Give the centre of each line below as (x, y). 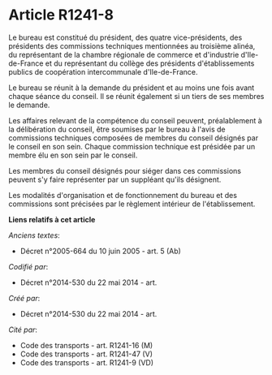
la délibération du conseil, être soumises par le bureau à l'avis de (117, 129)
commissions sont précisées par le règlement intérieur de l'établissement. (132, 204)
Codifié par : (28, 266)
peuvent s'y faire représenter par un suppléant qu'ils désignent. (115, 179)
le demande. (29, 105)
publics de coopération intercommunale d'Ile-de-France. (103, 71)
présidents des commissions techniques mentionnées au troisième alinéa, (132, 45)
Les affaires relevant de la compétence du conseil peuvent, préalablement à (135, 120)
